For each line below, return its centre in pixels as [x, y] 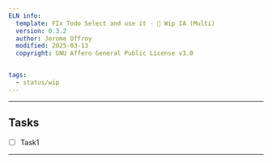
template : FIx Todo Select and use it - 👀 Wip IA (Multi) [116, 23]
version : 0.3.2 [41, 31]
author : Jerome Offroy [54, 38]
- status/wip [38, 82]
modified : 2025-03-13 [52, 46]
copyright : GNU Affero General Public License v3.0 [105, 53]
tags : [17, 75]
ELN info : [25, 16]
